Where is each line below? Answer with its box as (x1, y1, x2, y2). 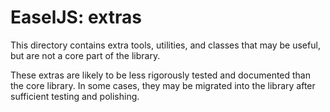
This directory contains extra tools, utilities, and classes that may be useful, (10, 39, 321, 51)
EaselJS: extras (10, 6, 142, 29)
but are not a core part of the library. (10, 49, 161, 61)
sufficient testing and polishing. (10, 90, 140, 102)
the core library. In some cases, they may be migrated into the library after (10, 79, 316, 91)
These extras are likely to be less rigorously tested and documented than (10, 69, 312, 81)
